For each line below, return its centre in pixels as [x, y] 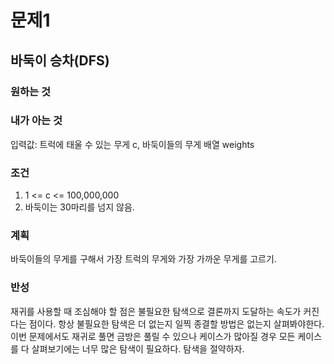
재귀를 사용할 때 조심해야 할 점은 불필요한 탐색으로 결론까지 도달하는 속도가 [156, 311]
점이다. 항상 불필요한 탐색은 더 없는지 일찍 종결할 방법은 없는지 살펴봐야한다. [176, 323]
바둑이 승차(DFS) [60, 60]
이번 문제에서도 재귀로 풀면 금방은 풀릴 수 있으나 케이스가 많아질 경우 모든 [153, 336]
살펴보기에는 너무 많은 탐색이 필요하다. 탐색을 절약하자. [138, 348]
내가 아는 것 [36, 121]
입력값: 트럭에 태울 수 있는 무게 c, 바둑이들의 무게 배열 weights [132, 144]
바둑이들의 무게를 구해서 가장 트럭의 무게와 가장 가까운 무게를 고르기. [143, 259]
